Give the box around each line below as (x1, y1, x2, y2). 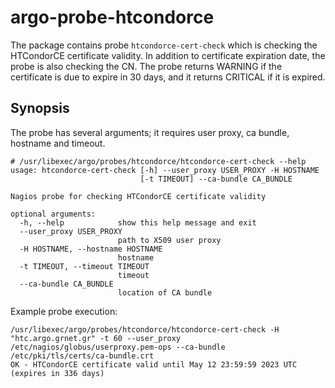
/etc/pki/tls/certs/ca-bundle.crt (10, 351, 155, 361)
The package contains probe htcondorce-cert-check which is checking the (10, 39, 318, 51)
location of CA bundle (117, 287, 213, 298)
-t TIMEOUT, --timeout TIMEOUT (19, 261, 150, 271)
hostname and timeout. (10, 137, 106, 149)
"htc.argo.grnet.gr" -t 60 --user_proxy (10, 333, 182, 343)
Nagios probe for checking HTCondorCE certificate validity (10, 191, 267, 201)
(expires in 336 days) (10, 368, 105, 378)
